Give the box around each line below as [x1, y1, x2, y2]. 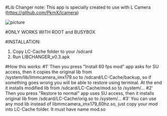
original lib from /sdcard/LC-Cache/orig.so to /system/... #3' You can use [5, 95, 157, 101]
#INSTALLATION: [5, 39, 41, 45]
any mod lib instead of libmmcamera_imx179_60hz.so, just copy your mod [5, 101, 158, 107]
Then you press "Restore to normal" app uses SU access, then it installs [5, 90, 154, 96]
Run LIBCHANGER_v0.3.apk [12, 54, 70, 60]
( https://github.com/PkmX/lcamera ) [5, 10, 79, 16]
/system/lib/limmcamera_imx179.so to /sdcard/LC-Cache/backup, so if [5, 74, 152, 80]
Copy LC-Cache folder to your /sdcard [12, 49, 93, 54]
